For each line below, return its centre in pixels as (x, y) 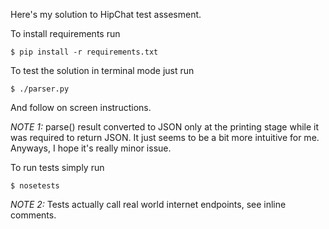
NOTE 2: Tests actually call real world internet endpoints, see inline (148, 204)
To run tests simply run (57, 167)
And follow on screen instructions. (81, 107)
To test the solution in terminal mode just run (102, 70)
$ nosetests (35, 186)
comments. (33, 215)
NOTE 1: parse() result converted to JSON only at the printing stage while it (165, 127)
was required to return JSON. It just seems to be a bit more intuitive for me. (165, 137)
